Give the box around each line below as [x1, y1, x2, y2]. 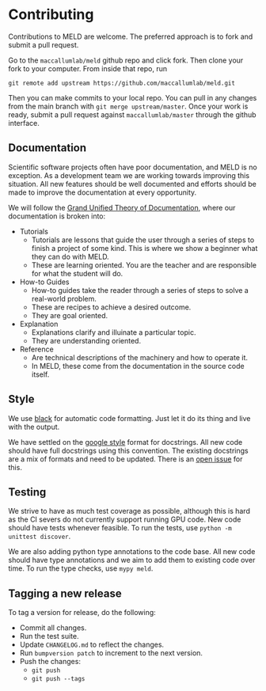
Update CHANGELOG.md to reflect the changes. [19, 640, 165, 650]
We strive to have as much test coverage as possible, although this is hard [8, 507, 251, 516]
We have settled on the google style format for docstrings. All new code [8, 437, 243, 446]
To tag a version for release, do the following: [8, 608, 156, 617]
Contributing [8, 6, 94, 24]
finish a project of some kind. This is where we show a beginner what [31, 243, 258, 252]
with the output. [8, 422, 60, 431]
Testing [8, 485, 47, 499]
